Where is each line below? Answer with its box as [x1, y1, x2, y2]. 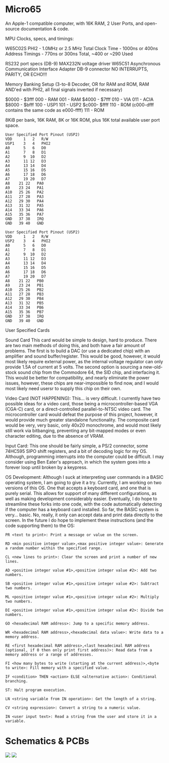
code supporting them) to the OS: [5, 522, 75, 528]
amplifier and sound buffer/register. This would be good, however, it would [5, 353, 160, 359]
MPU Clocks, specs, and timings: [5, 35, 74, 42]
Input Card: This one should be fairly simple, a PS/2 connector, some [5, 442, 148, 449]
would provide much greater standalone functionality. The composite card [5, 416, 159, 423]
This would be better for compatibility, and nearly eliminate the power [5, 374, 150, 380]
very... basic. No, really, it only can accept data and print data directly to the [5, 512, 163, 518]
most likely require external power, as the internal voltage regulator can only [5, 358, 163, 364]
